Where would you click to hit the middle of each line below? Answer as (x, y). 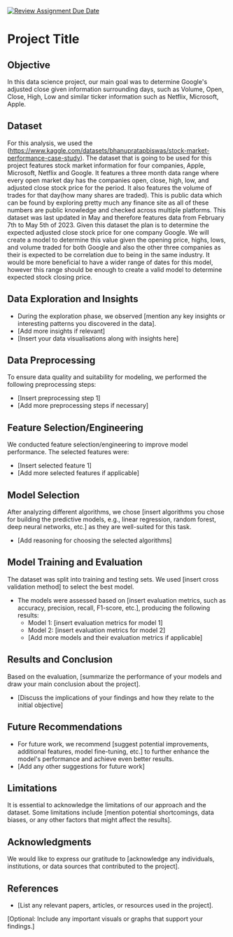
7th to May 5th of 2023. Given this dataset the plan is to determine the (108, 225)
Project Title (43, 39)
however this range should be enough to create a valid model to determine (115, 269)
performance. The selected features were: (68, 452)
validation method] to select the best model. (71, 587)
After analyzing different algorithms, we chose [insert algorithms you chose (116, 512)
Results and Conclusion (60, 660)
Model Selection (44, 495)
